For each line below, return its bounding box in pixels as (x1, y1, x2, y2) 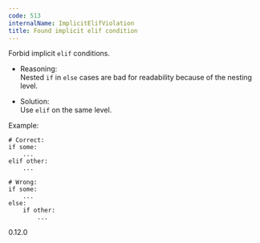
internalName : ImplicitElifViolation (8, 19, 135, 27)
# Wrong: (8, 178, 38, 187)
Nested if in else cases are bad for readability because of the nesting (19, 73, 253, 83)
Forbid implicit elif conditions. (8, 49, 111, 59)
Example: (8, 121, 39, 131)
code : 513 (8, 11, 42, 20)
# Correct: (8, 136, 45, 144)
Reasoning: (19, 64, 58, 74)
